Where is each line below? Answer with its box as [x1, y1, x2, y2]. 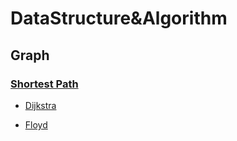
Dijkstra [24, 99, 57, 111]
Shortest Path [10, 77, 79, 91]
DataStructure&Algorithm [10, 7, 228, 30]
